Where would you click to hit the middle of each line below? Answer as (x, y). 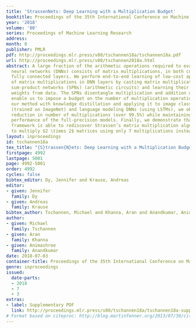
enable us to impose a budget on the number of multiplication (90, 98)
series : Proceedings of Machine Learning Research (69, 33)
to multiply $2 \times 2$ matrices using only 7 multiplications (92, 131)
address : (17, 39)
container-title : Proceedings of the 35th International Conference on (95, 262)
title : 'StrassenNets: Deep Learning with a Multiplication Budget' (91, 11)
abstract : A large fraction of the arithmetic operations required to (94, 66)
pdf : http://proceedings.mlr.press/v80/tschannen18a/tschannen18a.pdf (94, 55)
